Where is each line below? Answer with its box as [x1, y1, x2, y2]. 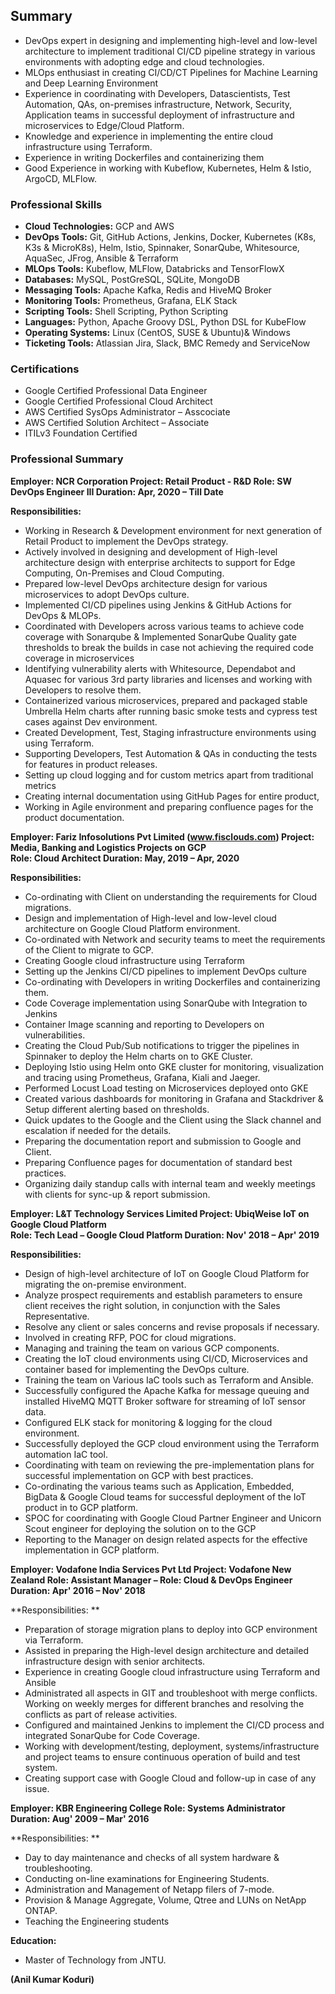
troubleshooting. [24, 1862, 93, 1874]
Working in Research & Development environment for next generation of [24, 524, 323, 536]
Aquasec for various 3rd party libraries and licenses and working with [24, 673, 313, 685]
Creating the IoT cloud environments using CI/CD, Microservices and [24, 1352, 308, 1364]
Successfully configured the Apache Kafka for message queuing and [24, 1384, 310, 1396]
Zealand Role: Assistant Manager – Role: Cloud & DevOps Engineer [10, 1574, 293, 1586]
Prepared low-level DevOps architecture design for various [24, 577, 268, 589]
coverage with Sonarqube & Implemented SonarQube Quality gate [24, 630, 297, 643]
